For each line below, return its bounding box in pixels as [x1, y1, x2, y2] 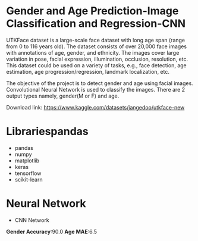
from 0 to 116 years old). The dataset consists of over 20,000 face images [6, 43, 187, 50]
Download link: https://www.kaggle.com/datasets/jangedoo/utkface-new [6, 104, 185, 111]
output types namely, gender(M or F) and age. [6, 92, 120, 99]
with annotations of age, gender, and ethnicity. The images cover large [6, 49, 180, 56]
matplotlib [14, 157, 40, 164]
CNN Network [14, 216, 49, 224]
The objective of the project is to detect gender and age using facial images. [6, 79, 193, 87]
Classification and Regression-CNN [6, 17, 186, 30]
